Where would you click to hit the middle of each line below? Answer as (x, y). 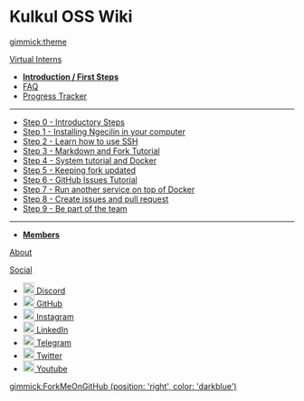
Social (21, 270)
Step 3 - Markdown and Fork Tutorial (91, 150)
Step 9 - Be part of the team (75, 208)
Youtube (52, 368)
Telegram (54, 342)
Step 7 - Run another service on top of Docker (109, 189)
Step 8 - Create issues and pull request (95, 199)
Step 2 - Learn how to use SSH (80, 141)
